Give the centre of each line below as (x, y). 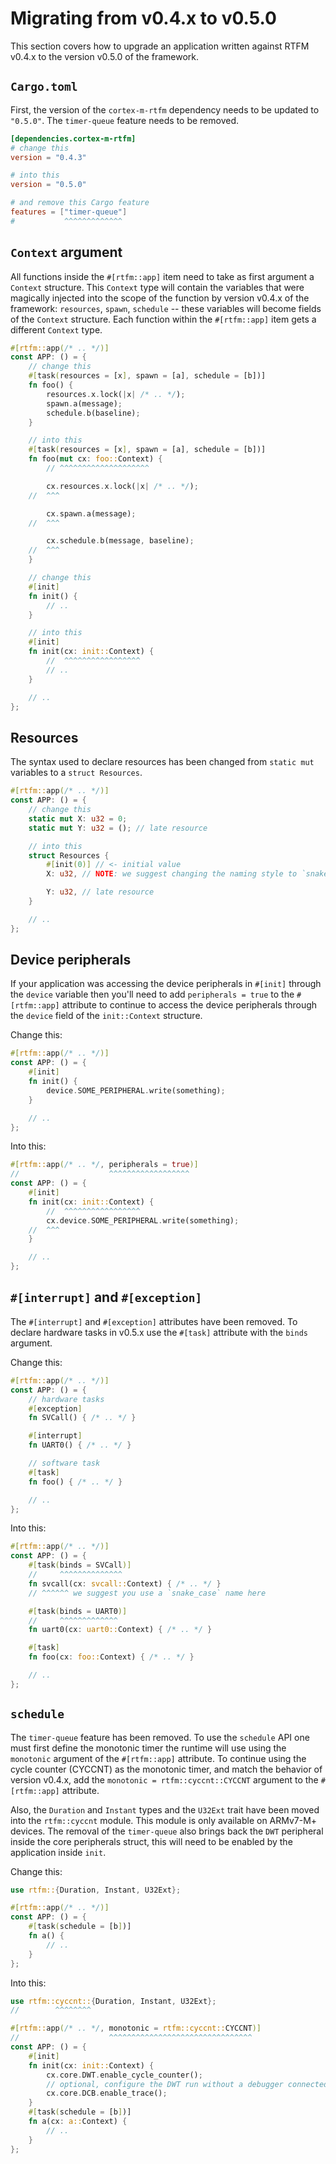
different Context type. (56, 329)
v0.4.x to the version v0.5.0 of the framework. (105, 56)
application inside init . (58, 1852)
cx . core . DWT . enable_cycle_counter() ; (124, 2075)
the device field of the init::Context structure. (106, 1016)
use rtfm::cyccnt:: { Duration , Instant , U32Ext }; (113, 2001)
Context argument (66, 252)
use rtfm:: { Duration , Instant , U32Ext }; (96, 1890)
